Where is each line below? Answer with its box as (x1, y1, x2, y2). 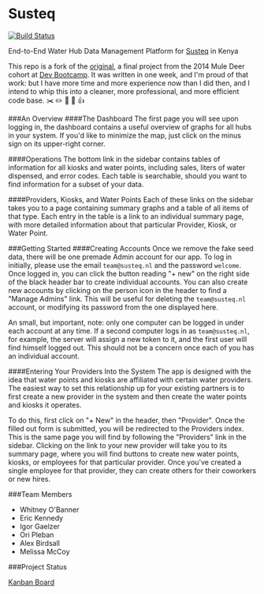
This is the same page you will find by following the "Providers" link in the (8, 432, 247, 442)
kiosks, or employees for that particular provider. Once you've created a (8, 457, 242, 467)
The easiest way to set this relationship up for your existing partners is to (8, 383, 245, 393)
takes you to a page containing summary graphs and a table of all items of (8, 203, 249, 212)
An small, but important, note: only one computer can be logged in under (8, 318, 244, 327)
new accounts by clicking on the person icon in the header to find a (8, 285, 227, 295)
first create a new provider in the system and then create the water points (8, 392, 247, 401)
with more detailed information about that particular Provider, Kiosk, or (8, 220, 237, 229)
